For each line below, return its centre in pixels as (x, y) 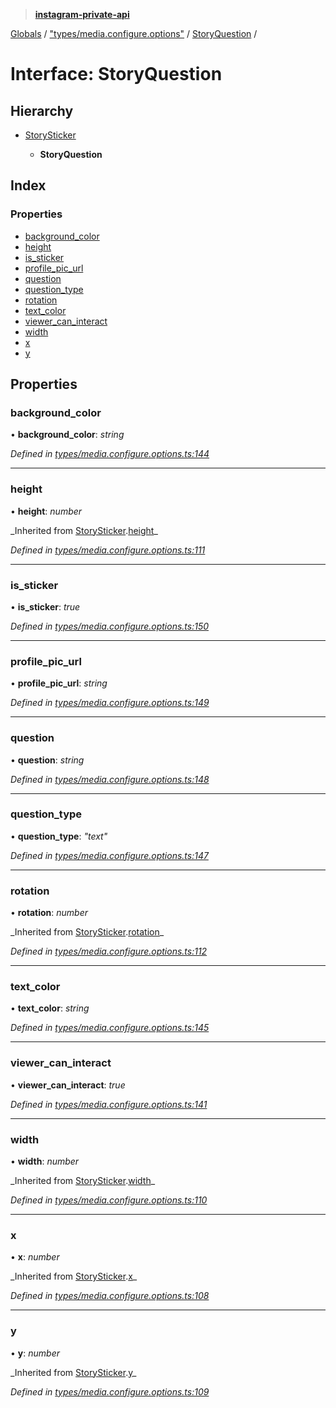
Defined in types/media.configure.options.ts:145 (110, 1028)
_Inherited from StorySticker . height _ (84, 530)
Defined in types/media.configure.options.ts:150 (110, 626)
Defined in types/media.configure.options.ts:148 (110, 779)
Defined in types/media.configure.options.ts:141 (109, 1104)
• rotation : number (49, 913)
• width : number (45, 1161)
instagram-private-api (82, 14)
